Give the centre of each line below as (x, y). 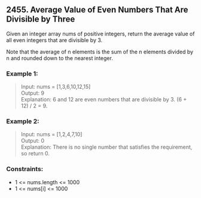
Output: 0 (33, 141)
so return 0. (35, 154)
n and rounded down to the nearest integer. (60, 58)
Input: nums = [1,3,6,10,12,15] (56, 87)
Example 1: (22, 73)
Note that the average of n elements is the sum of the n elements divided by (100, 52)
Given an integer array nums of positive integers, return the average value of (100, 34)
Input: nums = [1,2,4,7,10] (51, 134)
